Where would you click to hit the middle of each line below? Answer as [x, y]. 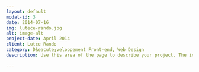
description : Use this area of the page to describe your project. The [96, 55]
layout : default [26, 11]
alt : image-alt [25, 33]
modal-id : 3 [21, 17]
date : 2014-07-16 [28, 22]
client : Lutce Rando [32, 44]
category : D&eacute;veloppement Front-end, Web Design [75, 50]
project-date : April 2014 [38, 39]
